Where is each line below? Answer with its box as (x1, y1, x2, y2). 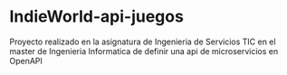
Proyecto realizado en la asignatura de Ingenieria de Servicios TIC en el (9, 36, 276, 47)
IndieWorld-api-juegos (9, 6, 184, 27)
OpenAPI (9, 55, 43, 66)
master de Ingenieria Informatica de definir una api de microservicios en (9, 45, 279, 56)
